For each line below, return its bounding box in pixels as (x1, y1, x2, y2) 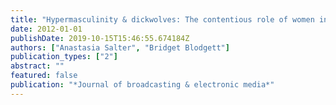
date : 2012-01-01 (10, 24, 83, 34)
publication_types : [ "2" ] (10, 52, 118, 62)
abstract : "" (10, 61, 65, 71)
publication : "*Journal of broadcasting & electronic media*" (10, 80, 275, 90)
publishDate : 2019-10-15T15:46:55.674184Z (10, 33, 190, 43)
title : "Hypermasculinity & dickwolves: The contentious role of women (10, 14, 315, 25)
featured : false (10, 71, 78, 81)
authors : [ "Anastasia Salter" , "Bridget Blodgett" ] (10, 42, 230, 53)
